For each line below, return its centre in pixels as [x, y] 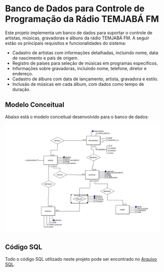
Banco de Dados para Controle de [75, 9]
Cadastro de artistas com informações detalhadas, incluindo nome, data [85, 53]
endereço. [23, 73]
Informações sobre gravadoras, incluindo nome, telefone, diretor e [79, 68]
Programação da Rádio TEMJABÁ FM [82, 19]
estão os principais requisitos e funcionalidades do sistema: [66, 43]
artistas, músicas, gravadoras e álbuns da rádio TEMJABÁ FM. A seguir [77, 38]
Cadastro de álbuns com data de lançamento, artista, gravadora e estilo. [85, 79]
